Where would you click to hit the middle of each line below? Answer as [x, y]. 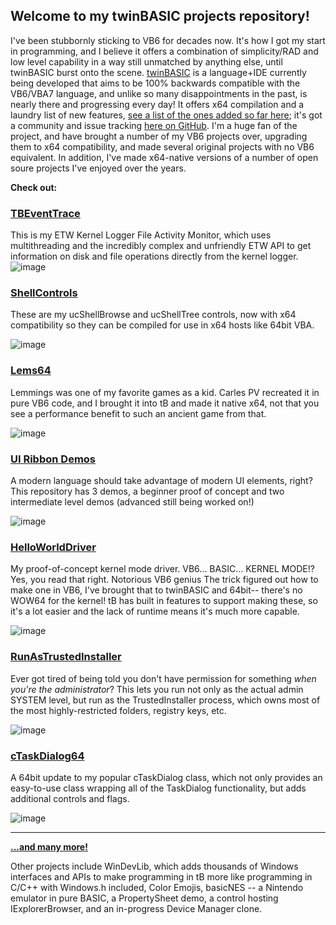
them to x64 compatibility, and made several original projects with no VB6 [162, 146]
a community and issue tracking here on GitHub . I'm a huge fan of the [154, 125]
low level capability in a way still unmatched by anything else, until [146, 61]
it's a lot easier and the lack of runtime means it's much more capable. [155, 611]
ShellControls [44, 293]
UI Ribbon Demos [53, 459]
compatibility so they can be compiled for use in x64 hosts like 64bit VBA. [162, 325]
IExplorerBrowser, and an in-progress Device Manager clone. [136, 908]
